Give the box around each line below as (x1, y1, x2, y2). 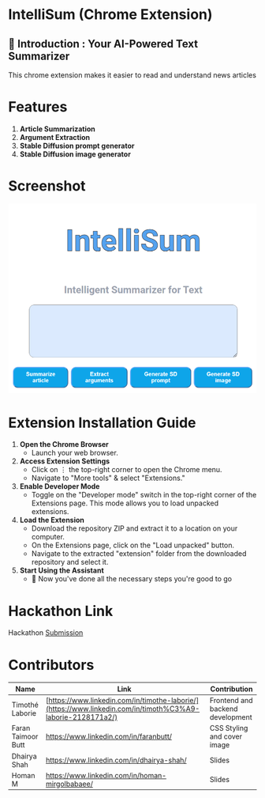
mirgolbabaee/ (46, 779, 93, 789)
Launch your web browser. (31, 448, 118, 458)
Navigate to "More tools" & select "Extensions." (31, 473, 185, 483)
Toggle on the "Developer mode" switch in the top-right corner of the (31, 490, 257, 500)
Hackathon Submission (8, 628, 84, 637)
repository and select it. (31, 558, 109, 567)
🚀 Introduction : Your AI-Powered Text (8, 37, 199, 51)
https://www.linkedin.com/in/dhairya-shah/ (46, 755, 187, 765)
